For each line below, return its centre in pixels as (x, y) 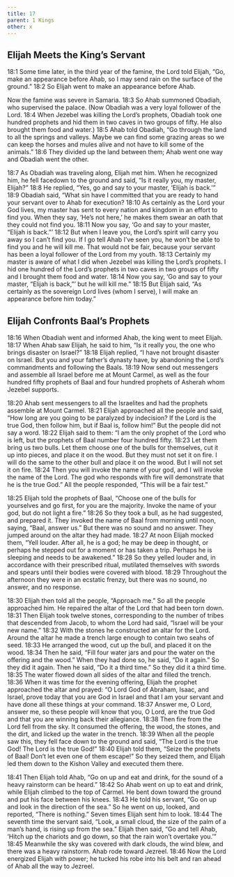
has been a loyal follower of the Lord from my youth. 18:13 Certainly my (109, 255)
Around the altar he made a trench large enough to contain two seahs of (111, 638)
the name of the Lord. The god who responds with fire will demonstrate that (116, 477)
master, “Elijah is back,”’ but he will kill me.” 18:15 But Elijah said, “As (104, 284)
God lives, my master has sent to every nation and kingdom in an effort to (112, 210)
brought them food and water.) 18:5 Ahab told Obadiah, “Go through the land (117, 130)
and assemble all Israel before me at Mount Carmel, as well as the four (108, 375)
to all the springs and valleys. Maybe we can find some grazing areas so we (116, 137)
